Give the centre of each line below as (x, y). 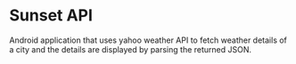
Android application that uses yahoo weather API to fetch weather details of (148, 40)
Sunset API (51, 16)
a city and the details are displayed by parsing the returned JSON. (131, 49)
